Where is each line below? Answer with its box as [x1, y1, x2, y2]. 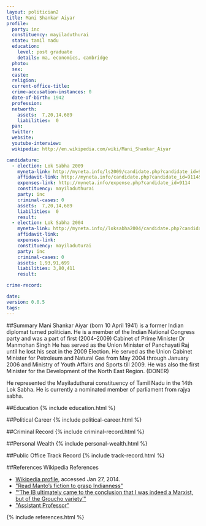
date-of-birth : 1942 [12, 95, 64, 101]
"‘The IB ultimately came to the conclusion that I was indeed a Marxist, [15, 489, 194, 496]
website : [12, 134, 34, 141]
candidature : [6, 157, 40, 163]
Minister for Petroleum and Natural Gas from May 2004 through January [6, 354, 189, 362]
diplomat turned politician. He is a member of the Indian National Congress [6, 328, 195, 335]
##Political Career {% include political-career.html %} [6, 416, 142, 424]
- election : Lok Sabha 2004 [12, 220, 84, 226]
